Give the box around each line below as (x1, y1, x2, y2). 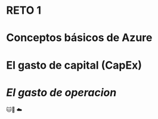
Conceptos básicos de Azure (6, 31, 153, 45)
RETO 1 (6, 4, 42, 17)
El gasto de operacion (6, 86, 117, 99)
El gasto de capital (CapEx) (6, 58, 142, 72)
